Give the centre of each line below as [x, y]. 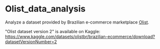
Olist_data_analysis [45, 9]
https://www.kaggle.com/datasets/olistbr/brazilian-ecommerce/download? [80, 37]
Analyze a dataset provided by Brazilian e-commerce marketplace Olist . [77, 22]
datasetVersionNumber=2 [31, 41]
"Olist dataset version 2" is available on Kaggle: [53, 31]
